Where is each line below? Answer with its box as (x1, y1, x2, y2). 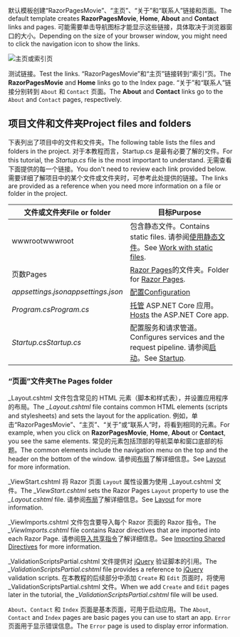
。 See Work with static (137, 242, 213, 252)
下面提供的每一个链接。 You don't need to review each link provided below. (8, 165, 227, 173)
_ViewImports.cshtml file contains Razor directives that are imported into (8, 526, 221, 534)
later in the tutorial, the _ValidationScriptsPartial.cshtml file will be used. (8, 591, 219, 599)
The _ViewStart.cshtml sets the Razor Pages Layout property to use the (21, 487, 229, 495)
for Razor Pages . (130, 274, 186, 284)
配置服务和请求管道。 (130, 323, 202, 333)
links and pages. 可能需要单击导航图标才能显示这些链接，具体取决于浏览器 (8, 23, 226, 31)
